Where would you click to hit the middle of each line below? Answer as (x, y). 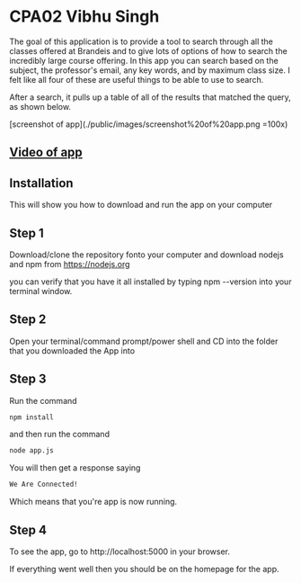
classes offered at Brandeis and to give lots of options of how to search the (148, 50)
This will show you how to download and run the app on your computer (141, 205)
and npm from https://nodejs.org (70, 264)
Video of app (46, 152)
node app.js (31, 451)
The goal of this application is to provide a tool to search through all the (142, 41)
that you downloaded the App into (72, 350)
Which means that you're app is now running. (93, 502)
